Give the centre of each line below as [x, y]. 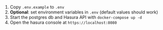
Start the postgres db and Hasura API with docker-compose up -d [76, 17]
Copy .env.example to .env [37, 7]
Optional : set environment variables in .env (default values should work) [84, 12]
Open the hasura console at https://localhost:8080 [63, 22]
